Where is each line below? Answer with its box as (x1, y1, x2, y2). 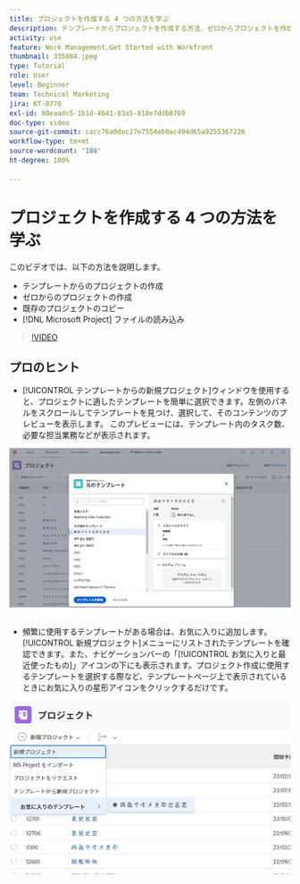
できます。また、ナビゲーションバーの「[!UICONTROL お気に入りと (29, 649, 279, 660)
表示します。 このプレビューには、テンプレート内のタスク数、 (61, 418, 290, 429)
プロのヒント (9, 359, 80, 375)
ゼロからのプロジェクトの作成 (21, 291, 132, 302)
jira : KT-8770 (9, 99, 62, 108)
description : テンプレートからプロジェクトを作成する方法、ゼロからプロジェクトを (9, 23, 281, 33)
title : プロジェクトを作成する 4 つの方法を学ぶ (9, 14, 170, 23)
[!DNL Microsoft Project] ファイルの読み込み (21, 314, 185, 324)
